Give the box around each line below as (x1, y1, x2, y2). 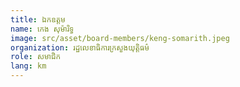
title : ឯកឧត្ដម (10, 14, 66, 25)
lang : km (10, 61, 47, 71)
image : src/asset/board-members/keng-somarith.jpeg (10, 33, 230, 43)
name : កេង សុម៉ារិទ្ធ (10, 24, 75, 34)
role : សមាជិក (10, 52, 62, 62)
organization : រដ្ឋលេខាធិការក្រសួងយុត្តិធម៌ (10, 42, 150, 53)
